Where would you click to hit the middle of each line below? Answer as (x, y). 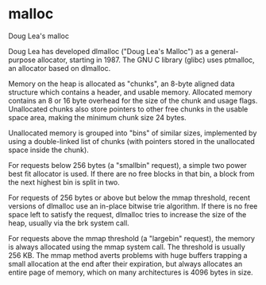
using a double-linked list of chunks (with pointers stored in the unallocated (132, 141)
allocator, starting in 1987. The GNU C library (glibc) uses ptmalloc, (146, 60)
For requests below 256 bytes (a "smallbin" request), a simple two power (128, 165)
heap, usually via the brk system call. (69, 223)
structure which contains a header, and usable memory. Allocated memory (130, 92)
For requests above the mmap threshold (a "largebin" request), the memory (132, 238)
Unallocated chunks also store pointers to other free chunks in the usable (128, 109)
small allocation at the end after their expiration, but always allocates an (125, 264)
